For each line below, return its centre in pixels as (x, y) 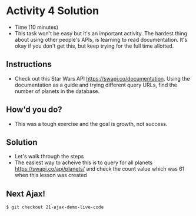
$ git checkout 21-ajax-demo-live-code (55, 207)
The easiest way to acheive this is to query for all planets (84, 162)
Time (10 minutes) (36, 27)
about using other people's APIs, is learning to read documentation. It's (101, 39)
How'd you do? (34, 110)
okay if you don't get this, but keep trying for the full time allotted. (94, 46)
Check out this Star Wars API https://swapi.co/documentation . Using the (102, 78)
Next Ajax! (26, 193)
